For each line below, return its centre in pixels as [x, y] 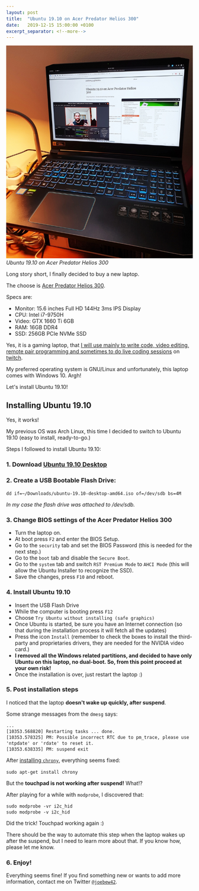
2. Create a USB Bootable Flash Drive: [61, 480]
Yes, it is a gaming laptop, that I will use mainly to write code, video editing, [98, 345]
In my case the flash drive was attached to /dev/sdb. [70, 504]
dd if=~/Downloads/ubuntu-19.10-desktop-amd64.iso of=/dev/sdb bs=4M [94, 493]
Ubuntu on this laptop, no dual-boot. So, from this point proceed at [98, 662]
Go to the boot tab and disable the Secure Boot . [72, 558]
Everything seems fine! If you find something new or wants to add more [93, 876]
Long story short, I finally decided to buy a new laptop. [73, 274]
